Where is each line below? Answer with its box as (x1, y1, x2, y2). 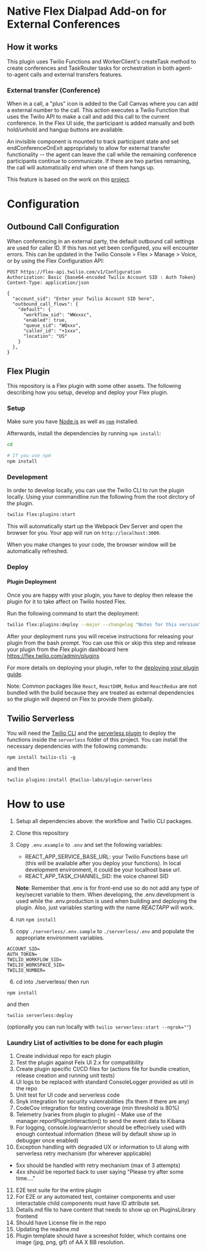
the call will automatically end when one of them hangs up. (7, 164, 155, 171)
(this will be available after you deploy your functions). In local (24, 859, 182, 866)
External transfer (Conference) (7, 86, 100, 94)
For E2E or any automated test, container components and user (15, 1193, 176, 1201)
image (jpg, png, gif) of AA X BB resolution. (15, 1239, 125, 1246)
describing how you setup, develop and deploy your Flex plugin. (7, 389, 169, 396)
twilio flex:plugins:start (7, 512, 76, 518)
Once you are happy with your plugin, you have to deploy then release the (7, 592, 193, 599)
